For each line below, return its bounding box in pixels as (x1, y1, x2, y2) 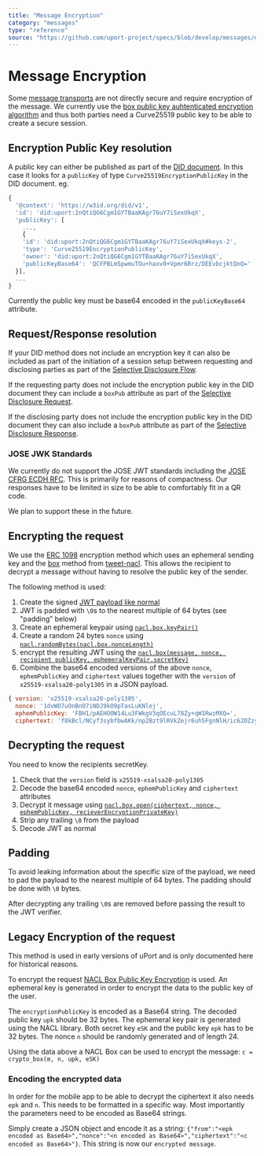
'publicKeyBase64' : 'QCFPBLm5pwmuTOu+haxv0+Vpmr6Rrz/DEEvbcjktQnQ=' (22, 260, 251, 268)
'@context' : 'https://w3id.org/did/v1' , (15, 201, 149, 209)
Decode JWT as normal (19, 823, 97, 833)
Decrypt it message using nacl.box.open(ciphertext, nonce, (19, 800, 218, 809)
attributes (19, 792, 51, 801)
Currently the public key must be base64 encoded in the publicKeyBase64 (8, 296, 246, 305)
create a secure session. (8, 119, 88, 128)
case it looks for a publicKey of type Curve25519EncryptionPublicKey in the (8, 171, 249, 179)
